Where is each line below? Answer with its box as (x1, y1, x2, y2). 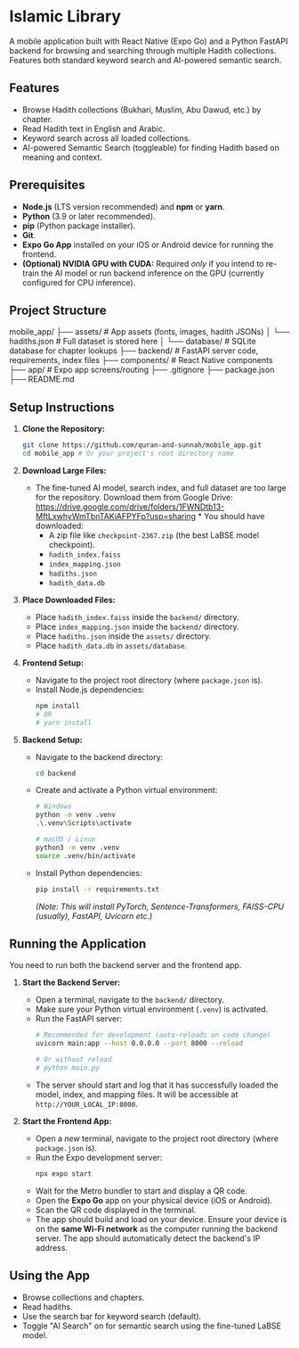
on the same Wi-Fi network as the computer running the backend (35, 1223, 279, 1234)
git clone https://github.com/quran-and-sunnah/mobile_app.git (21, 441, 263, 450)
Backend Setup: (21, 734, 83, 745)
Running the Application (9, 936, 147, 951)
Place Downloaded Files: (21, 594, 116, 605)
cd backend (35, 769, 77, 778)
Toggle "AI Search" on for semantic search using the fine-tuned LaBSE (21, 1320, 282, 1331)
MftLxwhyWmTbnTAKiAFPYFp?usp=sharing (35, 510, 197, 521)
